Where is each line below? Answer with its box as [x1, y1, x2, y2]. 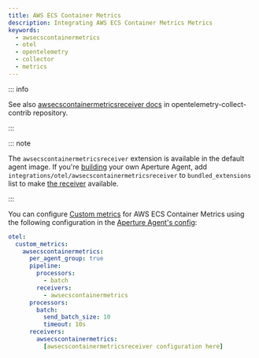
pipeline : [28, 262, 61, 270]
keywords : [8, 26, 41, 34]
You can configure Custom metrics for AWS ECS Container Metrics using [8, 209, 245, 219]
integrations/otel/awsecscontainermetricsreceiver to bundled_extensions [8, 170, 252, 179]
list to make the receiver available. [8, 179, 119, 188]
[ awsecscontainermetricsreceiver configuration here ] [43, 342, 224, 350]
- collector [15, 56, 55, 64]
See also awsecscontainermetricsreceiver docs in [8, 99, 170, 109]
